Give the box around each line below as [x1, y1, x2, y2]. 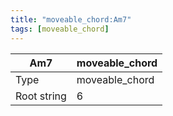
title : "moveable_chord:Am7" [10, 14, 132, 25]
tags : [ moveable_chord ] [10, 24, 110, 34]
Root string [15, 89, 67, 103]
